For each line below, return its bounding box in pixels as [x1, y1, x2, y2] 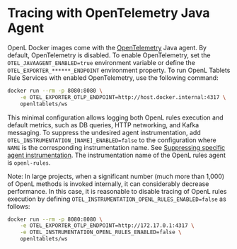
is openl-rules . [7, 158, 51, 167]
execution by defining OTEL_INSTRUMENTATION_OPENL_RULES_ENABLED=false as [7, 195, 226, 203]
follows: [7, 202, 30, 210]
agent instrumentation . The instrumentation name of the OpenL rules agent [7, 151, 226, 159]
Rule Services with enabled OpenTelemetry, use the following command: [7, 73, 219, 82]
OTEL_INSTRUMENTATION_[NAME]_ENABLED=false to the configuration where [7, 136, 217, 144]
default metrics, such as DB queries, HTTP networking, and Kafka [7, 120, 200, 129]
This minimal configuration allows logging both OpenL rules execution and [7, 113, 224, 122]
